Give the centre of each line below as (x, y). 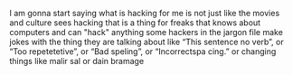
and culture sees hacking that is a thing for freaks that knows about (135, 23)
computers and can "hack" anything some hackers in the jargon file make (146, 32)
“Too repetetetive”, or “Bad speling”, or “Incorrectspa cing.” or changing (143, 52)
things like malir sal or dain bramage (77, 61)
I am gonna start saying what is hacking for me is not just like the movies (145, 13)
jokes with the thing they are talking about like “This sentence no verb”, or (146, 42)
